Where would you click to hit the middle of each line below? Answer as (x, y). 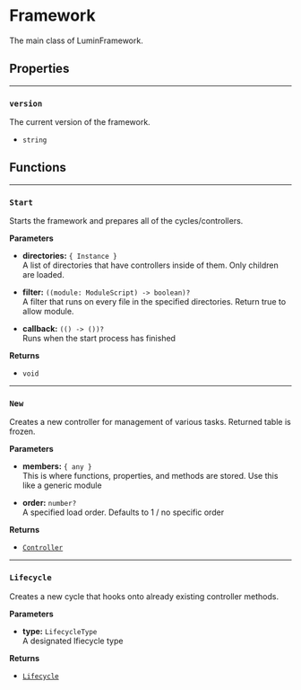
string (34, 140)
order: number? (49, 503)
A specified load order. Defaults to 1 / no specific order (123, 512)
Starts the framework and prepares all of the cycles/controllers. (126, 221)
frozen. (22, 431)
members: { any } (57, 466)
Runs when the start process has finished (99, 339)
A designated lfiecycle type (73, 641)
